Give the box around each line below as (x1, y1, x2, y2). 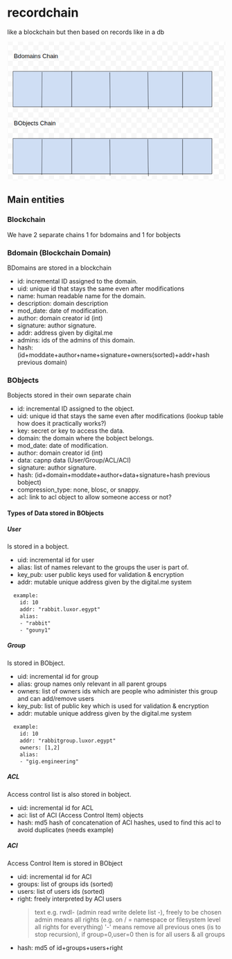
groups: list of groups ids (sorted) (17, 879, 114, 888)
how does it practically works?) (17, 420, 107, 428)
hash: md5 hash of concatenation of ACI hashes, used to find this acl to (17, 818, 222, 827)
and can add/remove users (17, 694, 95, 702)
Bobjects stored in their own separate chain (7, 391, 132, 399)
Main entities (7, 194, 65, 206)
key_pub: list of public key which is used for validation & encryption (17, 702, 209, 710)
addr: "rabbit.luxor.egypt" (19, 605, 100, 613)
